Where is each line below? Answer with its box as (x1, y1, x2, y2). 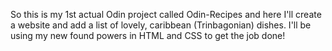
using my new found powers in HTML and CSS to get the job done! (10, 30, 286, 41)
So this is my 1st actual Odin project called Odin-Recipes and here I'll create (10, 9, 322, 20)
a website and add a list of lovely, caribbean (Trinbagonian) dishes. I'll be (10, 19, 312, 31)
